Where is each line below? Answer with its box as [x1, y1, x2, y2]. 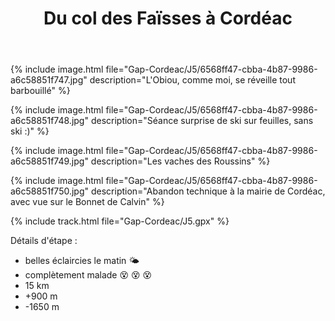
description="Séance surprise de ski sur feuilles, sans [90, 115, 314, 127]
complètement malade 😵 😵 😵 [24, 269, 153, 281]
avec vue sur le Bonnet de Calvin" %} [10, 196, 165, 208]
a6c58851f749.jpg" [10, 155, 89, 167]
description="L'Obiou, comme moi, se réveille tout [89, 74, 296, 86]
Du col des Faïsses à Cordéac [43, 7, 293, 30]
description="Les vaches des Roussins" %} [90, 155, 271, 167]
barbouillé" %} [10, 85, 71, 97]
